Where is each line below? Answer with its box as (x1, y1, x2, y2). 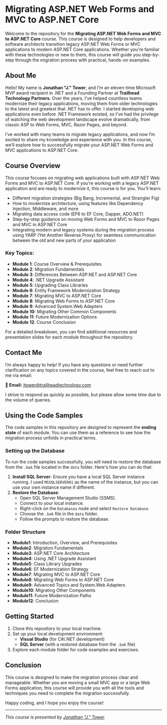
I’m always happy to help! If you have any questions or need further (5, 362, 143, 368)
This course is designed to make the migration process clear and (5, 674, 138, 680)
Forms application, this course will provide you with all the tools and (5, 685, 144, 691)
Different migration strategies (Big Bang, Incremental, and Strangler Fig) (12, 195, 160, 201)
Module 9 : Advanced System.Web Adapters (12, 303, 103, 309)
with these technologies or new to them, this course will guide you (5, 51, 141, 58)
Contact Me (5, 348, 42, 357)
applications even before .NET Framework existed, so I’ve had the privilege (5, 111, 159, 117)
